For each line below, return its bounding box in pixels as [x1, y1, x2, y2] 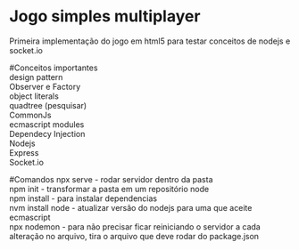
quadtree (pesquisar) [9, 100, 87, 110]
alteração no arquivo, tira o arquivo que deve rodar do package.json [9, 230, 260, 241]
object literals [9, 91, 60, 101]
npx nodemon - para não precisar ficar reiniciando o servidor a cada [9, 221, 261, 232]
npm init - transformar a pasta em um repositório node [9, 183, 210, 194]
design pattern [9, 71, 63, 82]
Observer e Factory [9, 81, 81, 92]
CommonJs [9, 109, 52, 120]
